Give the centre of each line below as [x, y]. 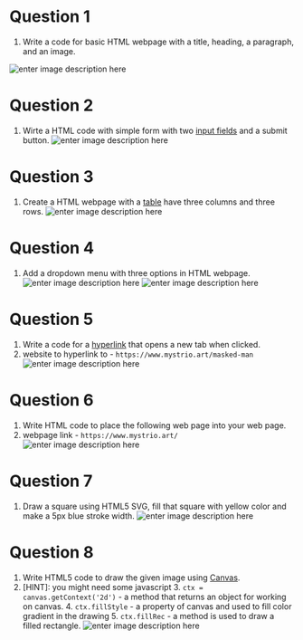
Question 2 [52, 105]
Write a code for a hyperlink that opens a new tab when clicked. [141, 344]
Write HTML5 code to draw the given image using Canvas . [131, 578]
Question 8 [52, 552]
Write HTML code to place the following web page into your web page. [154, 425]
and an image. [49, 51]
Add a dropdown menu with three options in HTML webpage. [136, 272]
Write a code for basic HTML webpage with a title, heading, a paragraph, [158, 42]
